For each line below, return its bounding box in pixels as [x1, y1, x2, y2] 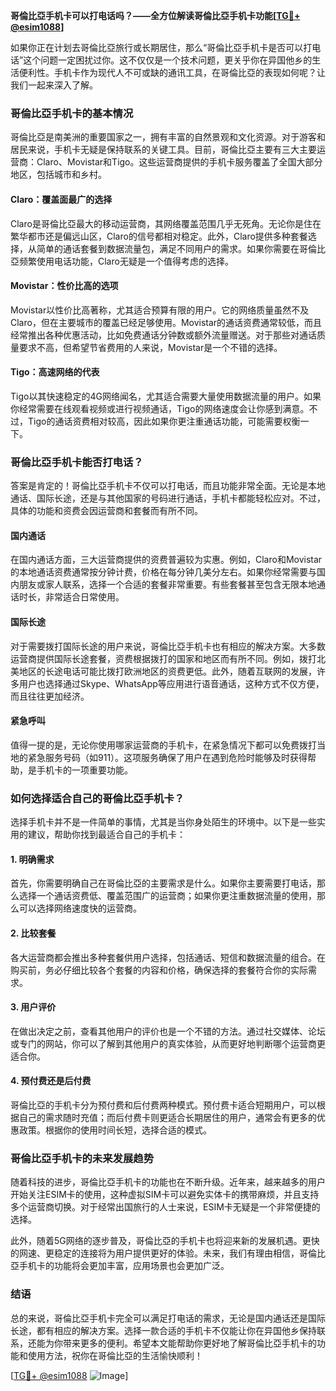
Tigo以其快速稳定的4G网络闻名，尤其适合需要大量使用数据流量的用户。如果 [10, 390, 322, 402]
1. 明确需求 [10, 853, 55, 865]
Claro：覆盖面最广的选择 [10, 193, 113, 205]
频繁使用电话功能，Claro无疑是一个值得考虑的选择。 [18, 255, 234, 267]
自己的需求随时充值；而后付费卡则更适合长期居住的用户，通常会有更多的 [18, 1111, 317, 1123]
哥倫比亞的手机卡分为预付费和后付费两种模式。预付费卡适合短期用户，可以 [10, 1099, 317, 1111]
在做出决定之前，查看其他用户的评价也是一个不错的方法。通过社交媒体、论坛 [10, 1025, 326, 1037]
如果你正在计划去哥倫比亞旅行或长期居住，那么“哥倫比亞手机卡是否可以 [10, 42, 304, 53]
